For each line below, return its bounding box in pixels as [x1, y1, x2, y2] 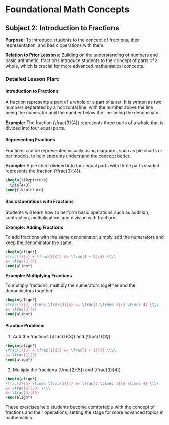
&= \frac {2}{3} [5, 353, 37, 358]
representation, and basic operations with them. [5, 42, 105, 48]
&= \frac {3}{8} [5, 307, 37, 312]
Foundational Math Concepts [5, 4, 130, 15]
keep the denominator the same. [5, 239, 73, 246]
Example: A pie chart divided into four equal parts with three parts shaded [5, 163, 160, 169]
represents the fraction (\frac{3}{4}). [5, 168, 82, 174]
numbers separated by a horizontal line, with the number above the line [5, 104, 153, 110]
